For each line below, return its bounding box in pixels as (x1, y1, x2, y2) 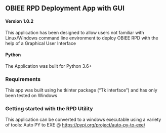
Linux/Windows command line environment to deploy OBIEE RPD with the (5, 35, 158, 41)
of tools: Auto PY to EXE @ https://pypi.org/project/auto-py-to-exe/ (5, 122, 146, 128)
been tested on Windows (5, 93, 57, 99)
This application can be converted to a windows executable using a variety (5, 116, 161, 123)
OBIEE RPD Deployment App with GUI (5, 4, 125, 13)
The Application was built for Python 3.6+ (5, 63, 92, 69)
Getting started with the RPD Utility (5, 105, 93, 112)
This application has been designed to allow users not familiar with (5, 29, 144, 35)
